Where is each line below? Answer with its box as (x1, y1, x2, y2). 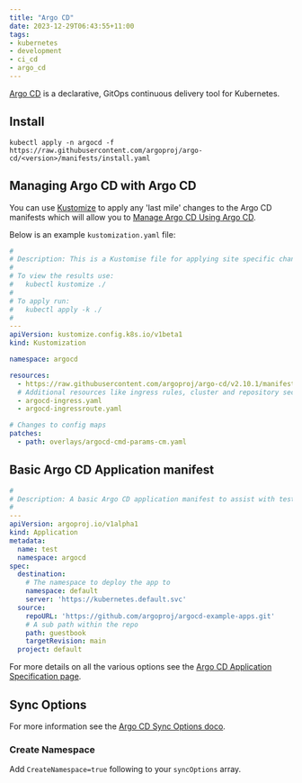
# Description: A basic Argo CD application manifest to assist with (9, 494, 276, 504)
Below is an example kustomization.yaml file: (9, 229, 176, 239)
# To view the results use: (9, 272, 115, 281)
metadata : (9, 536, 47, 545)
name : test (17, 544, 58, 553)
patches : (9, 429, 42, 438)
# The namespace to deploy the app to (25, 578, 171, 588)
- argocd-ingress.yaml (17, 396, 102, 405)
